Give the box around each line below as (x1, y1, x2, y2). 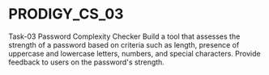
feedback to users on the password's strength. (8, 57, 164, 67)
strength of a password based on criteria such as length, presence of (8, 40, 240, 49)
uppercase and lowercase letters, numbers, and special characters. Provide (8, 48, 261, 58)
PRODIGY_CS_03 (8, 5, 124, 23)
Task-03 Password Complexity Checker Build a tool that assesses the (8, 31, 241, 41)
